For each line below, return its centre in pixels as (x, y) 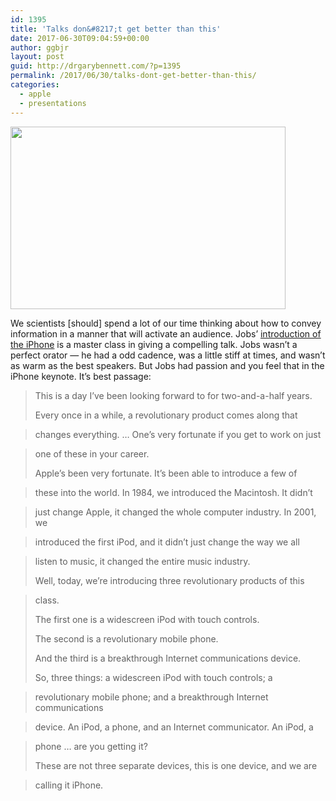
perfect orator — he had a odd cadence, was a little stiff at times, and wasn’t (168, 355)
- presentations (53, 103)
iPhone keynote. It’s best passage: (81, 376)
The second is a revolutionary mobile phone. (126, 638)
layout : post (37, 57)
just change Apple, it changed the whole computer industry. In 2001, (175, 512)
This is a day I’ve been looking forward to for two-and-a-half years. (173, 395)
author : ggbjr (40, 47)
